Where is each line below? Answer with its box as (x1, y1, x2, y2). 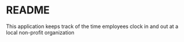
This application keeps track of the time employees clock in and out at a (6, 23, 179, 30)
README (6, 3, 50, 17)
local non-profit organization (6, 29, 75, 36)
